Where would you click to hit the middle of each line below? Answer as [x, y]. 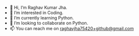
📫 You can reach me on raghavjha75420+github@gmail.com [72, 28]
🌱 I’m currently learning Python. [42, 18]
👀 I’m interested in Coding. [37, 13]
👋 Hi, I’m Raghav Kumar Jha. [38, 8]
